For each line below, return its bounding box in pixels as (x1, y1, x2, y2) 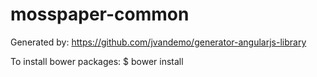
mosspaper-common (10, 3, 190, 26)
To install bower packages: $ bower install (10, 55, 184, 67)
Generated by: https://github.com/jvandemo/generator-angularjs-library (10, 36, 307, 48)
